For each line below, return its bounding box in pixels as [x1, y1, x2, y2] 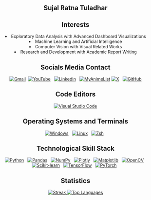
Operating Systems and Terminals [22, 117, 129, 126]
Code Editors [55, 90, 96, 99]
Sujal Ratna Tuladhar [43, 4, 108, 12]
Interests [61, 20, 90, 29]
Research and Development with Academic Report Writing [20, 49, 137, 55]
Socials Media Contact [40, 63, 111, 71]
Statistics [60, 177, 91, 185]
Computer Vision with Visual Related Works [35, 44, 122, 50]
